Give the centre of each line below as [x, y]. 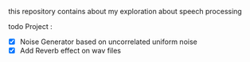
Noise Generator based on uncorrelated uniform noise [108, 42]
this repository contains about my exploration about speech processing [125, 11]
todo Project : [31, 26]
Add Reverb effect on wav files [70, 51]
